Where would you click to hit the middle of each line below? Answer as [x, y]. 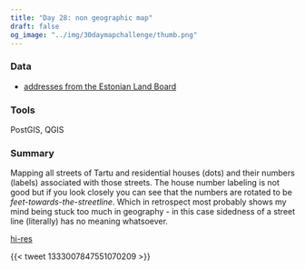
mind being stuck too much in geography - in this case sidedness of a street [153, 212]
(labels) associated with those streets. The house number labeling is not [145, 183]
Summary [33, 153]
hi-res [21, 239]
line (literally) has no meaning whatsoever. [89, 221]
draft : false [35, 26]
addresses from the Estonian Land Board [100, 86]
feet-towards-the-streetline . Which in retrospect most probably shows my [148, 202]
